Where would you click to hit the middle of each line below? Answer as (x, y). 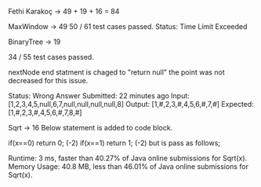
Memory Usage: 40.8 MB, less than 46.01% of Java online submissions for (129, 167)
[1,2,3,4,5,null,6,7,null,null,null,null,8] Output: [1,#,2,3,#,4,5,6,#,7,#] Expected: (131, 104)
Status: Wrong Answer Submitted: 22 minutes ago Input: (99, 96)
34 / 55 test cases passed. (51, 57)
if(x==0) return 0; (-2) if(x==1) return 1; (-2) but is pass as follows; (114, 143)
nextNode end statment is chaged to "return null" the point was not (116, 72)
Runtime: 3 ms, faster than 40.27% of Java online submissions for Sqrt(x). (128, 158)
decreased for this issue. (48, 81)
